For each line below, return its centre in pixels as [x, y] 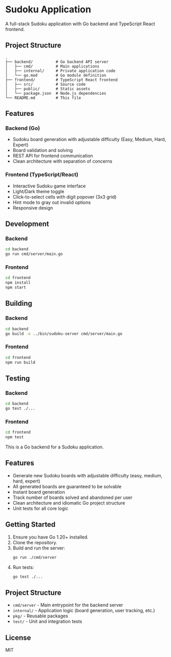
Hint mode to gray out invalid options [52, 202]
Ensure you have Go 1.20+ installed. [50, 537]
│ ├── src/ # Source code [46, 84]
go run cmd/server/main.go [34, 254]
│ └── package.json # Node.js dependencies [56, 93]
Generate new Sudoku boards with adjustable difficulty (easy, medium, [88, 475]
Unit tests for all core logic [40, 508]
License [18, 638]
